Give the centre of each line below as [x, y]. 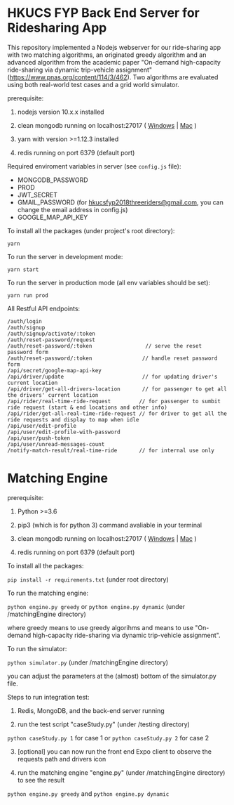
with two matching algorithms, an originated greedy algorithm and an [107, 55]
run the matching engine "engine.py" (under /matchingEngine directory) [121, 772]
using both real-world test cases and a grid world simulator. [94, 84]
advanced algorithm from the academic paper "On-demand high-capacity [114, 62]
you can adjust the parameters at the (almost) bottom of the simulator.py [112, 676]
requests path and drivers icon [62, 759]
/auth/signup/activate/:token [51, 334]
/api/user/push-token [39, 438]
